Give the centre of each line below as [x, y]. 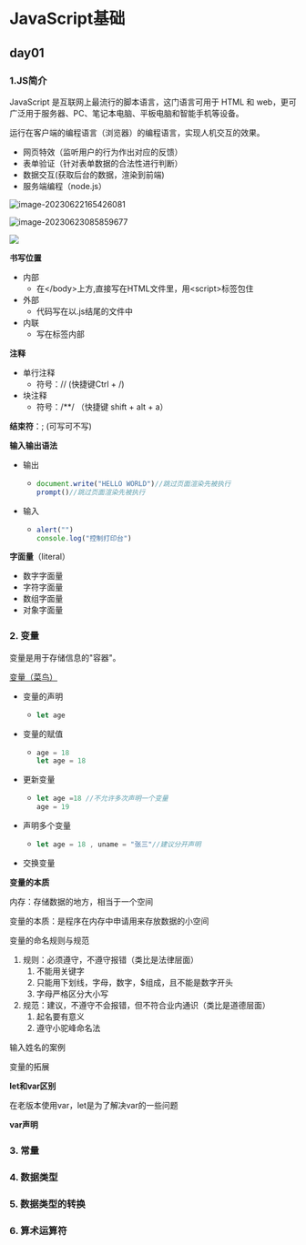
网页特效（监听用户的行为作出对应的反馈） [102, 152]
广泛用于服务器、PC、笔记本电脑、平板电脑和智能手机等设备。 [127, 113]
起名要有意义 [60, 1017]
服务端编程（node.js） [65, 186]
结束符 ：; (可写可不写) [51, 426]
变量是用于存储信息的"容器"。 [65, 657]
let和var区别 [33, 1086]
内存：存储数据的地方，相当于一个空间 [81, 901]
